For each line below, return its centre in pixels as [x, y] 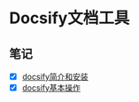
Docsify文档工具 [69, 18]
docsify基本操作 [51, 88]
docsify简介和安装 [55, 77]
